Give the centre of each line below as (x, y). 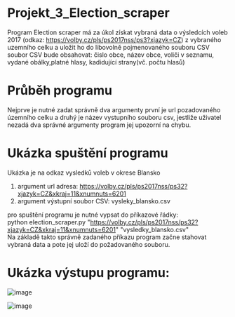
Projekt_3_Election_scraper (88, 13)
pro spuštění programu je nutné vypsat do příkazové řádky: (93, 215)
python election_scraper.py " (49, 222)
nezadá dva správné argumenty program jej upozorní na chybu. (99, 125)
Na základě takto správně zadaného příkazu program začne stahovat (107, 237)
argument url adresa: (48, 186)
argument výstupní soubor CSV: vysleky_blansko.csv (94, 201)
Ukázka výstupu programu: (88, 273)
